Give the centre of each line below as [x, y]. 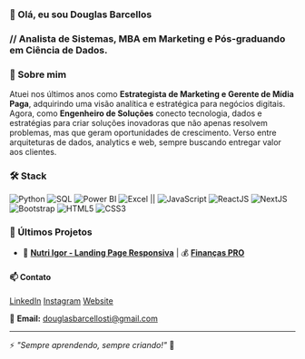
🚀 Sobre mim [38, 74]
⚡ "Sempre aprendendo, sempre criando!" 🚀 [92, 344]
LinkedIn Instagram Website [61, 301]
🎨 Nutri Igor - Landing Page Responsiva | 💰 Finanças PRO [133, 252]
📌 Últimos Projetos [51, 232]
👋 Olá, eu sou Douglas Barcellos [81, 15]
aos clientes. [33, 152]
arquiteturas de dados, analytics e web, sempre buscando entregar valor [145, 142]
